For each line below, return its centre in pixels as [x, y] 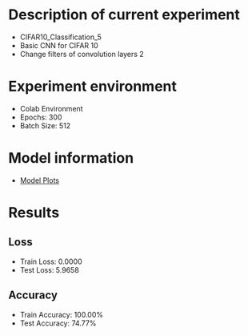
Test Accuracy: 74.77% [58, 323]
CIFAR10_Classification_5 [61, 37]
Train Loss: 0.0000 [51, 261]
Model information [71, 158]
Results [34, 213]
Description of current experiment [124, 15]
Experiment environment [93, 87]
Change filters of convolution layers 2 [82, 54]
